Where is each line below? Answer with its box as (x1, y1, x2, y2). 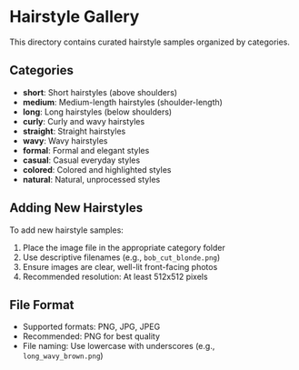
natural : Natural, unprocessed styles (22, 174, 161, 185)
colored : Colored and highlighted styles (22, 164, 172, 175)
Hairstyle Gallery (9, 6, 140, 27)
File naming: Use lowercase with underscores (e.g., (22, 341, 215, 352)
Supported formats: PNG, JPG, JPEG (22, 321, 161, 333)
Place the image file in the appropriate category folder (22, 242, 225, 253)
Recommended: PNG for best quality (22, 331, 161, 342)
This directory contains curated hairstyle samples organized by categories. (9, 36, 291, 47)
